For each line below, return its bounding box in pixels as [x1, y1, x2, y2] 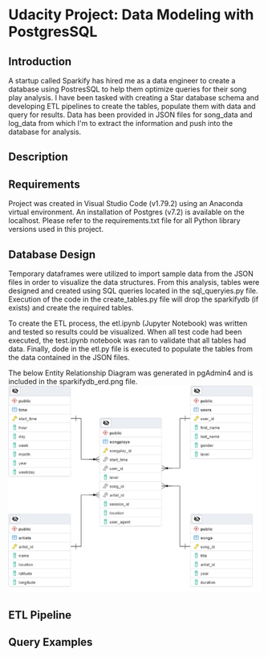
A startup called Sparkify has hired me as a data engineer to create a [8, 76, 236, 85]
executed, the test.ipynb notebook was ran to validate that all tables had [8, 335, 246, 346]
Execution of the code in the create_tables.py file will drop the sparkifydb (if [8, 294, 259, 304]
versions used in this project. [8, 225, 104, 234]
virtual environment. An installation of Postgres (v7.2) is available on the [8, 207, 245, 217]
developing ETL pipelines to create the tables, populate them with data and [8, 102, 256, 111]
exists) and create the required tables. [8, 303, 134, 313]
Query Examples [8, 635, 93, 649]
